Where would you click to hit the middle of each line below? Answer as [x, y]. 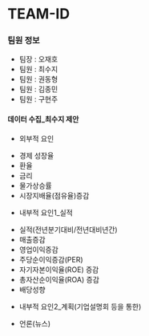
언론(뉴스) [35, 323]
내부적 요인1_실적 [46, 212]
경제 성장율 [36, 155]
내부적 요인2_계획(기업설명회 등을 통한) [80, 306]
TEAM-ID [38, 14]
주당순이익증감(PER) [51, 259]
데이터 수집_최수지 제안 [43, 119]
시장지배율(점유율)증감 [54, 195]
